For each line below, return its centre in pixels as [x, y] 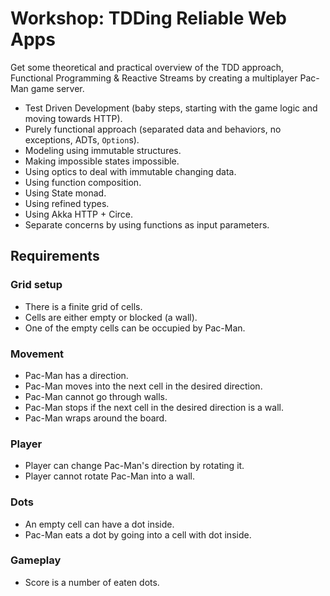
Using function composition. [83, 182]
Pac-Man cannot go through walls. [96, 396]
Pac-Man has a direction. [76, 375]
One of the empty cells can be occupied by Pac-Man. [135, 328]
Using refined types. [67, 203]
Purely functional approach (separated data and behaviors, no [153, 129]
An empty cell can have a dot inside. [99, 524]
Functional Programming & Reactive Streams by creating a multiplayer [154, 78]
